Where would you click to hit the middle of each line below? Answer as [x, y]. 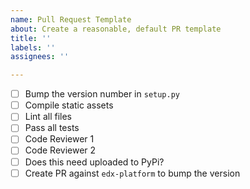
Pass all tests [52, 128]
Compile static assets [69, 105]
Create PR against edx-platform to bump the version [132, 173]
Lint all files [48, 117]
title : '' [31, 38]
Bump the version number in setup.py [102, 94]
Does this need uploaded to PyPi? [94, 162]
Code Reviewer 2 [60, 150]
